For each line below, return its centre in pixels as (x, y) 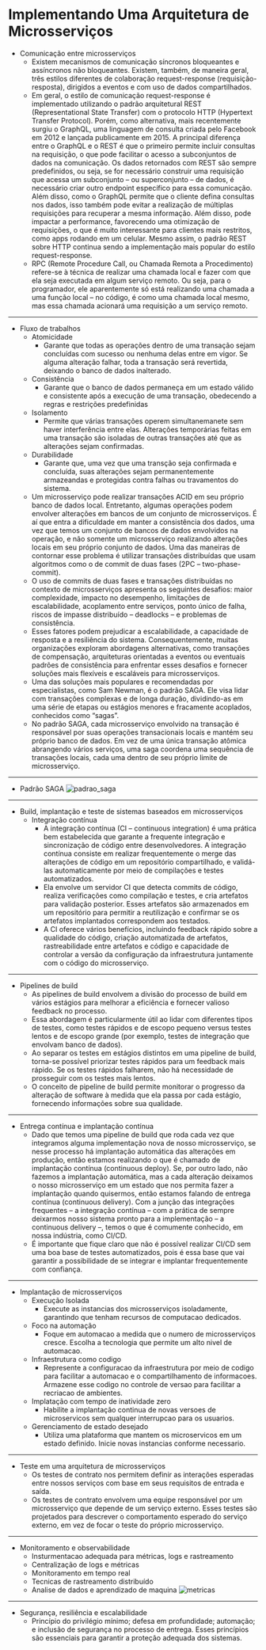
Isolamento (49, 412)
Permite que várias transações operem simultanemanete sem (143, 420)
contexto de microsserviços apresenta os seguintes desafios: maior (142, 589)
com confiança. (57, 1269)
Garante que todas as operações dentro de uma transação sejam (149, 345)
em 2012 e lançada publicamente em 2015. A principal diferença (136, 137)
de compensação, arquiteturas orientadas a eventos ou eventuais (138, 656)
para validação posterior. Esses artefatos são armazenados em (146, 903)
